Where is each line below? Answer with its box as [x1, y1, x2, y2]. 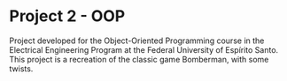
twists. [9, 63, 34, 74]
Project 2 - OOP [9, 6, 126, 26]
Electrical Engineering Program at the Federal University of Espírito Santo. [9, 44, 279, 55]
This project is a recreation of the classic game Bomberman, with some [9, 54, 269, 64]
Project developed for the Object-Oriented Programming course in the [9, 35, 265, 46]
